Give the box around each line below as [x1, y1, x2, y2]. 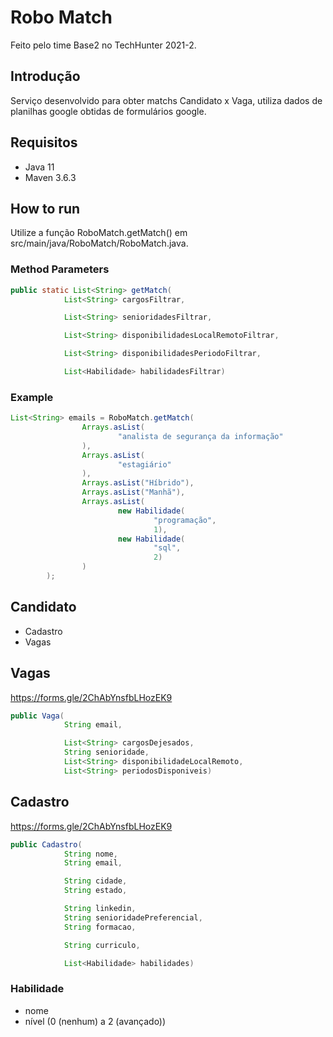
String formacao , [63, 922, 137, 932]
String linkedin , [63, 904, 137, 914]
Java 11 [24, 161, 55, 173]
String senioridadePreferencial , [63, 912, 203, 923]
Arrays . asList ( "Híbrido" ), [81, 478, 195, 488]
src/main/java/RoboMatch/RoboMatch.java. [10, 237, 189, 250]
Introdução [10, 68, 81, 85]
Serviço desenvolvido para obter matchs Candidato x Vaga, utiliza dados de [10, 94, 323, 106]
